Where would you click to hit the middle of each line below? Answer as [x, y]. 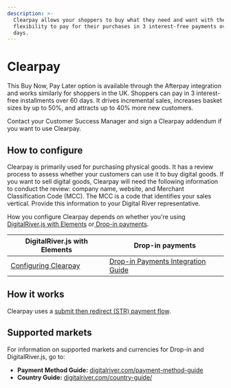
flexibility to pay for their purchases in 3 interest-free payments [115, 26]
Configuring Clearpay [45, 266]
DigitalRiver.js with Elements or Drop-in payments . [78, 224]
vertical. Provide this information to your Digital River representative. [104, 203]
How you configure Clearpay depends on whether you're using [96, 217]
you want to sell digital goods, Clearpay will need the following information [113, 181]
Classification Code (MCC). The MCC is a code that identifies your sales [109, 196]
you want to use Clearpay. [44, 129]
